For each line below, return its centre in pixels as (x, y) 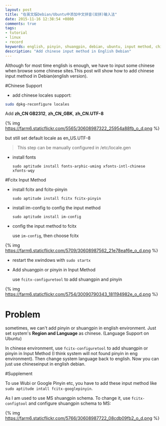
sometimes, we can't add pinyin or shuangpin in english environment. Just (81, 328)
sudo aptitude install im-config (47, 217)
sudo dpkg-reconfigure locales (37, 104)
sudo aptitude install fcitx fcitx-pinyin (57, 199)
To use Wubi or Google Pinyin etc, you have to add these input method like (81, 383)
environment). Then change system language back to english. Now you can (82, 359)
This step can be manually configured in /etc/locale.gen (74, 148)
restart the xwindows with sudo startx (51, 260)
